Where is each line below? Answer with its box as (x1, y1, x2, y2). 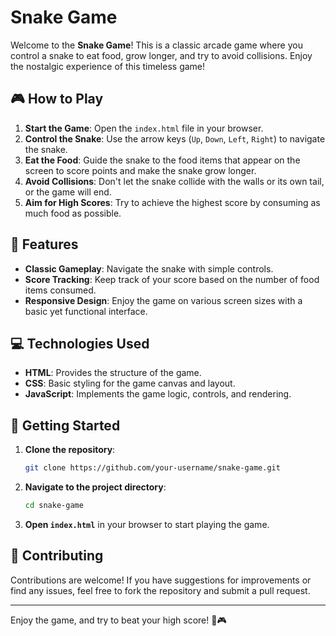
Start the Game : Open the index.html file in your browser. (24, 122, 264, 134)
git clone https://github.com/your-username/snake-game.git (24, 463, 281, 473)
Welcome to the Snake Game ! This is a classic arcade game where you (10, 39, 303, 51)
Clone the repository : (24, 444, 116, 456)
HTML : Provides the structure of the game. (24, 367, 202, 379)
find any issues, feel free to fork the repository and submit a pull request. (10, 584, 311, 596)
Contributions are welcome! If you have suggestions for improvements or (10, 574, 312, 586)
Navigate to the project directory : (24, 481, 167, 493)
